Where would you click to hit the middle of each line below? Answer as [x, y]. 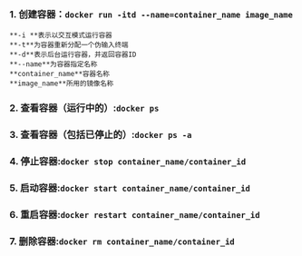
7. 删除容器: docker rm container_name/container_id [122, 241]
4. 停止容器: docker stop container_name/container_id [128, 162]
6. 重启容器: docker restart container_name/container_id [135, 214]
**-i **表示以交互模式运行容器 [61, 35]
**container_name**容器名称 [60, 74]
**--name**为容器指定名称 [54, 64]
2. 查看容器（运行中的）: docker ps [84, 108]
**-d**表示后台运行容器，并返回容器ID [73, 55]
